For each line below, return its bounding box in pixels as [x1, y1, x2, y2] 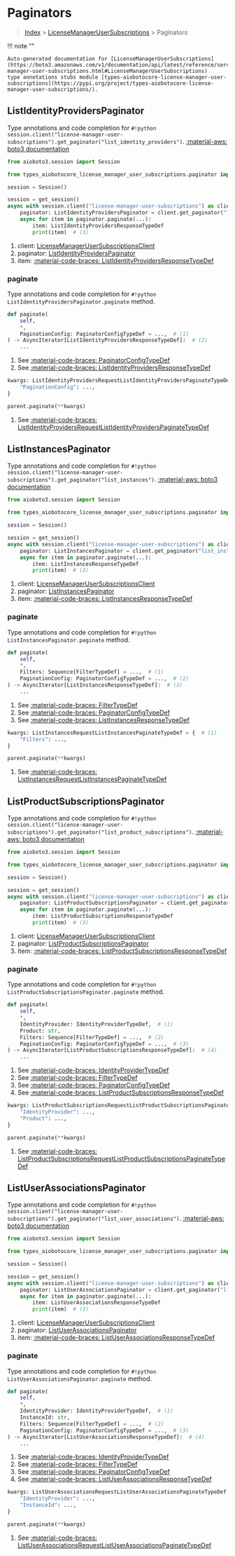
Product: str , [20, 1027, 61, 1034]
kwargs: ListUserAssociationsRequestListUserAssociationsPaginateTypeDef [7, 1489, 227, 1496]
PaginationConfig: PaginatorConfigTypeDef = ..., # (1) [20, 330, 190, 337]
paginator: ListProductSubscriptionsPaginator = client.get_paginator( [20, 900, 233, 907]
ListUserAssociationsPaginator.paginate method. [7, 1374, 152, 1383]
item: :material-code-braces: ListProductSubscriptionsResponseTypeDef [17, 947, 227, 955]
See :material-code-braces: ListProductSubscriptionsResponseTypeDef [17, 1088, 225, 1097]
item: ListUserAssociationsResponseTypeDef [32, 1299, 161, 1306]
